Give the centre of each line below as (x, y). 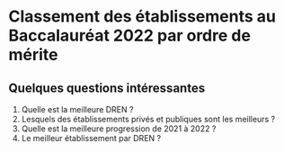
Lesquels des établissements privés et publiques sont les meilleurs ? (148, 119)
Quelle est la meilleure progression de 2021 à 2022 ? (119, 129)
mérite (34, 55)
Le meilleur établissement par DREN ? (91, 138)
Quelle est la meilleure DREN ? (77, 109)
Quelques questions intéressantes (107, 88)
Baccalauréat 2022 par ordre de (129, 36)
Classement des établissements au (142, 17)
